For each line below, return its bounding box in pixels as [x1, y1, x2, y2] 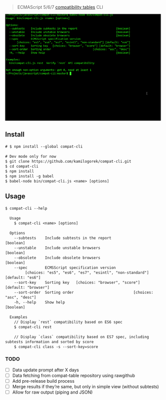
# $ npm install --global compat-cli [5, 144, 83, 149]
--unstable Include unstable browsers [14, 245, 100, 250]
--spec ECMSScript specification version [14, 265, 116, 270]
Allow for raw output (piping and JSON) [12, 389, 93, 395]
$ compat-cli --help [5, 206, 48, 211]
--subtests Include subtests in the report [14, 235, 112, 240]
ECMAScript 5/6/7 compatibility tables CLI [17, 4, 104, 10]
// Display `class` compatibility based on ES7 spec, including [14, 334, 149, 339]
